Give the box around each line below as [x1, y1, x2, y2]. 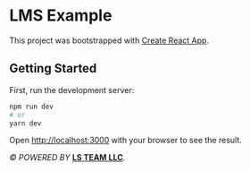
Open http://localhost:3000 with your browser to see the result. [9, 135, 243, 146]
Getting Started [9, 61, 97, 76]
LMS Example [9, 5, 112, 26]
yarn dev [9, 118, 42, 128]
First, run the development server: [9, 84, 135, 95]
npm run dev [9, 102, 54, 111]
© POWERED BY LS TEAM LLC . [9, 152, 126, 163]
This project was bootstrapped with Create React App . [9, 35, 210, 46]
